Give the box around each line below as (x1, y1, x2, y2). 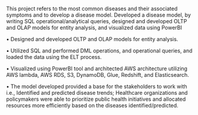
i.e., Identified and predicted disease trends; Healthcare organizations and (6, 89, 188, 96)
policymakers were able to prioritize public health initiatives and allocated (6, 95, 186, 102)
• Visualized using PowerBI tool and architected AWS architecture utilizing (6, 65, 188, 72)
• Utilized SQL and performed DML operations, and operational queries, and (6, 47, 193, 54)
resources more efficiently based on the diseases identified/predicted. (6, 102, 178, 109)
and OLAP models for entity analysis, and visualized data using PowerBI (6, 24, 183, 31)
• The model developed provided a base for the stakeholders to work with (6, 83, 187, 90)
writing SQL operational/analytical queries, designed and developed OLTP (6, 18, 187, 24)
